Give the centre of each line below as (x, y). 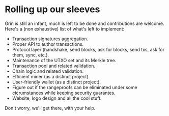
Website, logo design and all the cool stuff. (57, 98)
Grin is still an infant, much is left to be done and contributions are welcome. (84, 23)
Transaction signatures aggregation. (50, 39)
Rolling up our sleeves (52, 9)
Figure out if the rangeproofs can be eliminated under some (75, 87)
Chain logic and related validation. (48, 71)
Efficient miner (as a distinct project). (51, 76)
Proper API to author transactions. (48, 44)
